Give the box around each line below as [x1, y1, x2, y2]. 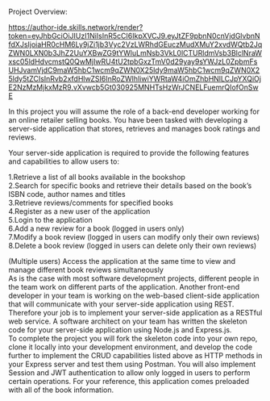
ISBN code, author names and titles [8, 190, 127, 198]
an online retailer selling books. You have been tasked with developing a [8, 115, 248, 124]
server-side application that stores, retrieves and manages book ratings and [8, 124, 260, 133]
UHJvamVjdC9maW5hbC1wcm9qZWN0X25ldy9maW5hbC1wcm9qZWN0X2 [8, 65, 260, 75]
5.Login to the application [8, 215, 93, 224]
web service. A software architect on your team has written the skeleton [8, 316, 247, 326]
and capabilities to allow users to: [8, 157, 119, 166]
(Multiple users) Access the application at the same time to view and [8, 257, 236, 265]
